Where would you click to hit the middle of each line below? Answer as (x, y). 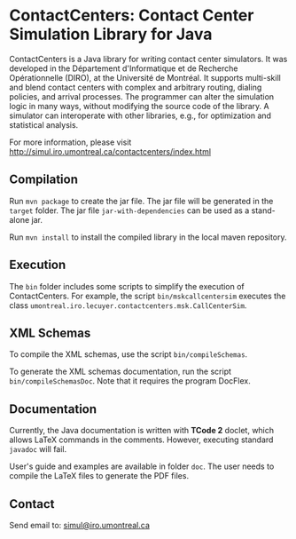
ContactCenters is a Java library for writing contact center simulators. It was (148, 59)
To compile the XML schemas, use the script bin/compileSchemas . (129, 354)
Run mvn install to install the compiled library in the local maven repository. (148, 237)
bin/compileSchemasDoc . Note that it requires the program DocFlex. (130, 381)
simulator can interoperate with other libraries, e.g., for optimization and (140, 115)
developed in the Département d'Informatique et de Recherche (124, 68)
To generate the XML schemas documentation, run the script (121, 372)
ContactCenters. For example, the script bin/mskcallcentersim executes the (148, 296)
